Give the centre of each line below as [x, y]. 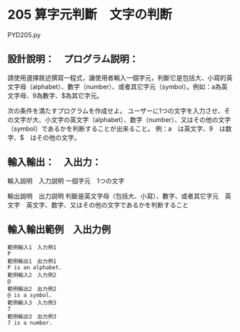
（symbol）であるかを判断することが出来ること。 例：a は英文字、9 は [117, 129]
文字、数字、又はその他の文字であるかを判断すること [110, 205]
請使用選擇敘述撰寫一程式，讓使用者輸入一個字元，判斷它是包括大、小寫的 [117, 77]
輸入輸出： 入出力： [54, 162]
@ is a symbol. [30, 296]
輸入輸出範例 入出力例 [59, 229]
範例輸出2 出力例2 [32, 289]
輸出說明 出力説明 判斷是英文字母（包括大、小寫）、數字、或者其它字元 [113, 196]
